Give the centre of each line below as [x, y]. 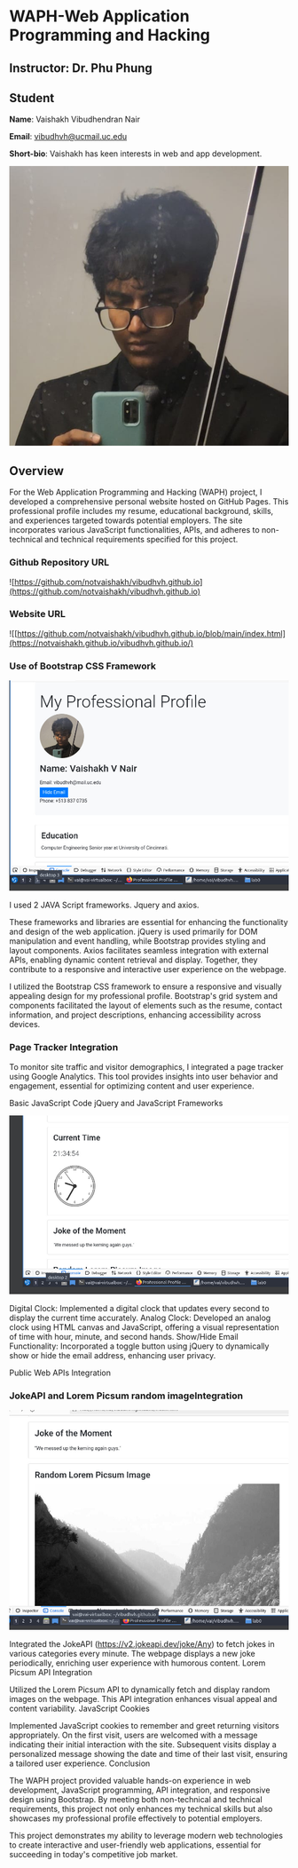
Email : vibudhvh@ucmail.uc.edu [68, 137]
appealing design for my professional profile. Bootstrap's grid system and [143, 996]
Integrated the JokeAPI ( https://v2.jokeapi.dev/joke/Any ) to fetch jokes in [142, 1643]
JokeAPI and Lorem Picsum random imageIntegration [126, 1396]
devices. [25, 1025]
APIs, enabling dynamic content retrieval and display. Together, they [133, 960]
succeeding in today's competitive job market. [94, 1854]
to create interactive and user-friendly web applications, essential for [135, 1845]
